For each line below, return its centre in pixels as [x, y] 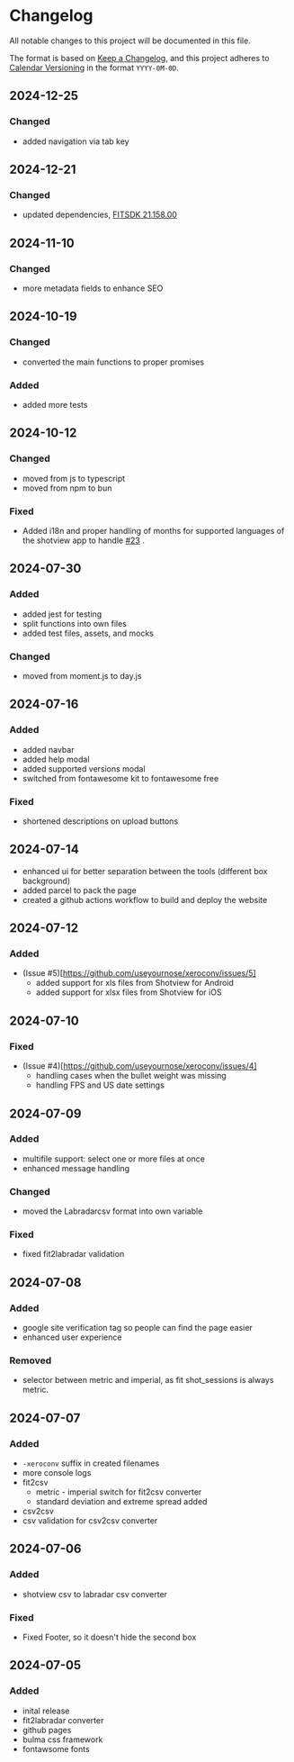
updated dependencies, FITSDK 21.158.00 [100, 215]
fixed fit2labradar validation [73, 1254]
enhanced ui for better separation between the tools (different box [145, 871]
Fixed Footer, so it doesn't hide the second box [109, 1637]
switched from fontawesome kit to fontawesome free [120, 778]
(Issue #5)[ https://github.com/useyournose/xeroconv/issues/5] [139, 973]
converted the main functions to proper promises [113, 362]
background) [46, 881]
